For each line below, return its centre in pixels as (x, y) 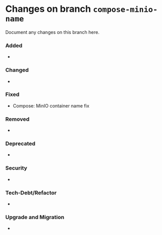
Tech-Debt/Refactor (31, 192)
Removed (17, 119)
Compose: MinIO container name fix (51, 105)
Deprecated (21, 143)
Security (16, 168)
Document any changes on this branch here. (52, 32)
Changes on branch (48, 9)
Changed (17, 70)
